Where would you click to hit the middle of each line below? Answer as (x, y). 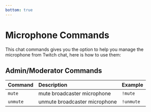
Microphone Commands (57, 35)
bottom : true (19, 10)
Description (53, 85)
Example (132, 85)
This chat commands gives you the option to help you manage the (74, 49)
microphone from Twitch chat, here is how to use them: (63, 54)
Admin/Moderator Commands (54, 71)
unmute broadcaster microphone (78, 102)
